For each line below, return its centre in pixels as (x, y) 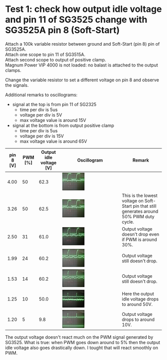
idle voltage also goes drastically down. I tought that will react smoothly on (82, 348)
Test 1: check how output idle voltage (83, 9)
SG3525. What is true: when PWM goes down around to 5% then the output (83, 343)
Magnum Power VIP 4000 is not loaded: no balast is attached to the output (82, 65)
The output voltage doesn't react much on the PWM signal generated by (79, 337)
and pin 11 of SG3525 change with (76, 20)
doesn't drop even (140, 234)
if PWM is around (139, 240)
